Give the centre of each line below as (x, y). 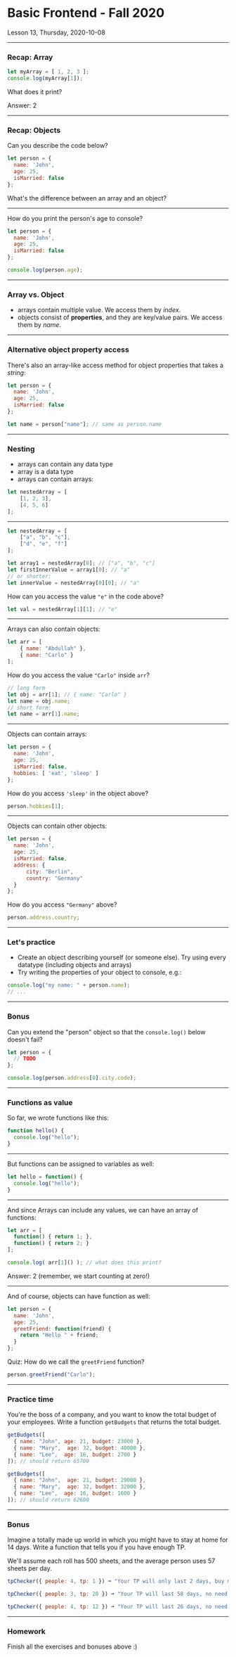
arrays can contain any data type (65, 464)
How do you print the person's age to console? (75, 218)
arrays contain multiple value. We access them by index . (99, 310)
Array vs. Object (36, 295)
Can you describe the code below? (58, 146)
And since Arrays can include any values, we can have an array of (103, 1210)
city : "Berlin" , (50, 871)
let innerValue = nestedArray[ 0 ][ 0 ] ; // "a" (73, 583)
